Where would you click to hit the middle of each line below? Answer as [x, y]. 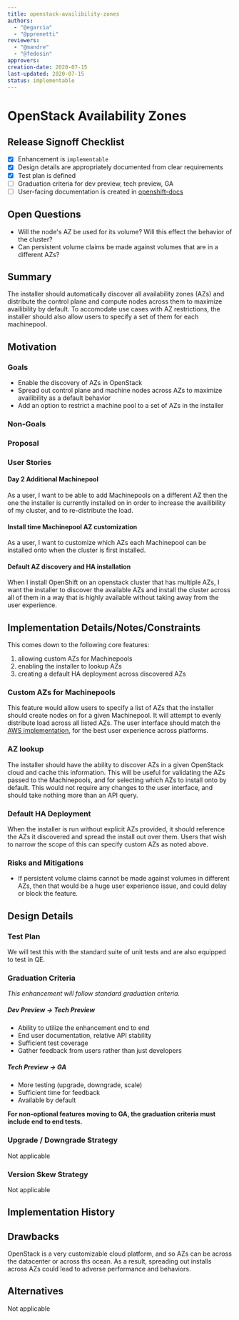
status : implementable [41, 80]
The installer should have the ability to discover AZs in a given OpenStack [116, 764]
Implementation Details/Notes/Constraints [104, 627]
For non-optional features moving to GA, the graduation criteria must [112, 1114]
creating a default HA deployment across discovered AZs [102, 674]
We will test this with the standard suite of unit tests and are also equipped [117, 952]
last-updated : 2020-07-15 [46, 74]
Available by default [47, 1100]
